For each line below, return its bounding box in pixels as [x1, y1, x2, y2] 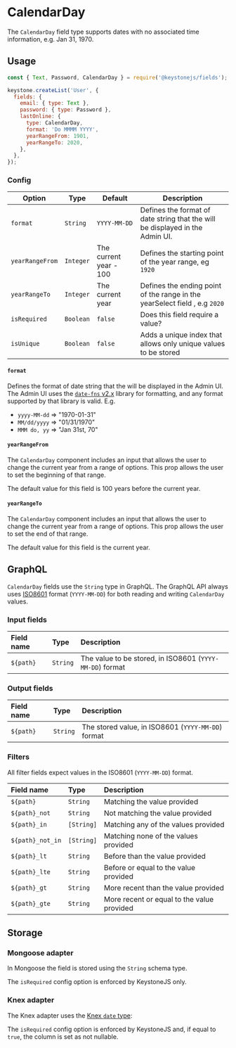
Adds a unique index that [140, 330, 223, 340]
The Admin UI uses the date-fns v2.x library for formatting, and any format [7, 389, 223, 397]
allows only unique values [140, 339, 225, 349]
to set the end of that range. [7, 530, 88, 538]
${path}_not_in [11, 836, 62, 844]
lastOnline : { [20, 113, 61, 120]
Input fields [7, 615, 47, 625]
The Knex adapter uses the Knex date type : [7, 1011, 133, 1020]
